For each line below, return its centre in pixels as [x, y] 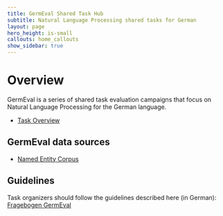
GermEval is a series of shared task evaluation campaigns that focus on [109, 99]
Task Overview [38, 120]
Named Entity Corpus [48, 159]
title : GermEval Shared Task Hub [55, 14]
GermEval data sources [59, 142]
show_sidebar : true [35, 46]
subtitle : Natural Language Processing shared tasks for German [102, 20]
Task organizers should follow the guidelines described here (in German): [112, 197]
